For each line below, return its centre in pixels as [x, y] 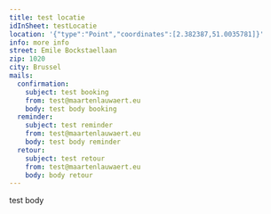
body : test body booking [71, 109]
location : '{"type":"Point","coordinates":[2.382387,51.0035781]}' [137, 34]
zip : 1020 [28, 59]
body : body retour [59, 175]
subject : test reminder [69, 126]
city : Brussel [36, 68]
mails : [21, 76]
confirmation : [43, 84]
